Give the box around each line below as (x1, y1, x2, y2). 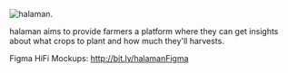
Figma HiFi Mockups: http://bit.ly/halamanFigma (9, 53, 189, 63)
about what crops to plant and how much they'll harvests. (9, 36, 224, 46)
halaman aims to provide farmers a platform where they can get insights (9, 26, 279, 36)
